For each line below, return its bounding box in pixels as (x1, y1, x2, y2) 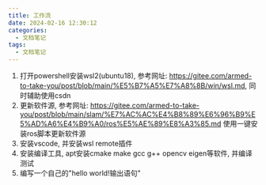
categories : (8, 26, 47, 34)
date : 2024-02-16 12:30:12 (8, 19, 97, 27)
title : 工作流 (8, 11, 51, 20)
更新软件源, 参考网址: (19, 100, 89, 110)
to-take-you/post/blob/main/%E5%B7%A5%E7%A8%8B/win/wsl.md (19, 81, 245, 90)
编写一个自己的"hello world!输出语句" (19, 168, 141, 178)
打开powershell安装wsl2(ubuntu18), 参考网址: (19, 71, 168, 80)
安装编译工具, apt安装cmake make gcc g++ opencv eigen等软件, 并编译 (19, 149, 253, 158)
